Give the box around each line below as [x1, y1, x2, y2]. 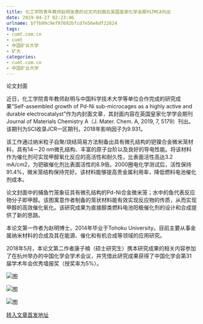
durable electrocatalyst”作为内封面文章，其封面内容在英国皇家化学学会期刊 [6, 110, 193, 118]
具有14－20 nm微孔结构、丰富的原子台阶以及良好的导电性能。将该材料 [16, 146, 192, 153]
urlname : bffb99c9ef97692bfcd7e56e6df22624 [6, 20, 118, 26]
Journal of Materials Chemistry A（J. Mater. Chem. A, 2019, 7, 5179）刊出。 [6, 118, 195, 125]
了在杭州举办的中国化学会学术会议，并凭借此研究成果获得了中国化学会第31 [6, 252, 192, 260]
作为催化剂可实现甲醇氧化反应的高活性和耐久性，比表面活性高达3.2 [6, 154, 173, 161]
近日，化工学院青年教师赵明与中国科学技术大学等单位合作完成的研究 [6, 95, 176, 103]
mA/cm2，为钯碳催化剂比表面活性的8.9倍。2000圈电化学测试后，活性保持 [6, 161, 192, 168]
